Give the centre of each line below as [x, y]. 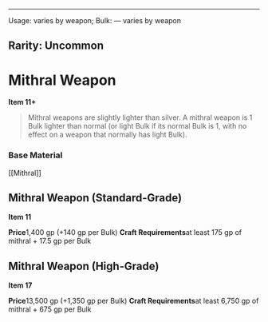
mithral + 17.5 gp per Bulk [50, 241]
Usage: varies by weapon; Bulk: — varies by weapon [95, 20]
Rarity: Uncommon [56, 46]
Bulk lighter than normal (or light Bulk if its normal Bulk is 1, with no [137, 126]
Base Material [35, 155]
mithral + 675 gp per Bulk [50, 309]
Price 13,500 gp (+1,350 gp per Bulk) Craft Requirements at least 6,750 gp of [134, 301]
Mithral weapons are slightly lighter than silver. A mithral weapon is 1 [140, 117]
